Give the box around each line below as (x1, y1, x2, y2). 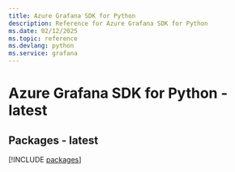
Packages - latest (8, 133, 99, 147)
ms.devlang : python (8, 42, 75, 50)
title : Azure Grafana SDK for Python (8, 11, 136, 20)
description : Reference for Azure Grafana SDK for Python (8, 19, 208, 27)
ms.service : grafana (8, 49, 79, 57)
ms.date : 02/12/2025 (8, 27, 79, 35)
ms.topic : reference (8, 34, 79, 43)
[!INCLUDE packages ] (8, 155, 82, 164)
